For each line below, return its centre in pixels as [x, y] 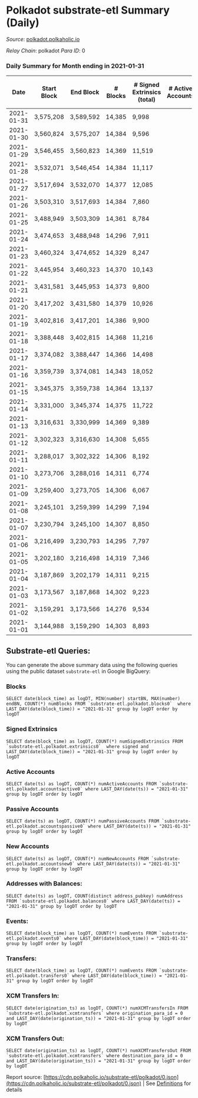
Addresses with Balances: [44, 884]
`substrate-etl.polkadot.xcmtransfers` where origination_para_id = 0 [95, 1013]
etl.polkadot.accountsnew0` [41, 864]
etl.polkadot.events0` [34, 939]
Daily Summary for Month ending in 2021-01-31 [75, 66]
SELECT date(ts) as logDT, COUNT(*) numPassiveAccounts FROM [83, 821]
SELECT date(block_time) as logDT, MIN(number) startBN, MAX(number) [93, 699]
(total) [147, 100]
